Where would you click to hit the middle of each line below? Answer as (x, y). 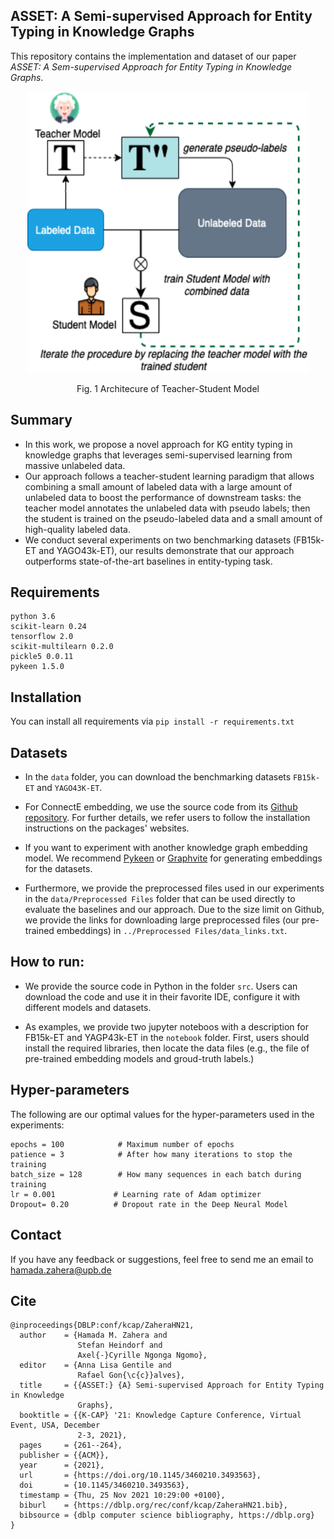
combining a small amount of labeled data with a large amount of (158, 486)
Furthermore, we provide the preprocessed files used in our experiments (174, 888)
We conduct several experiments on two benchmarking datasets (158, 540)
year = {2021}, (62, 1465)
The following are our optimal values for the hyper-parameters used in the (162, 1114)
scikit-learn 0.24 (48, 627)
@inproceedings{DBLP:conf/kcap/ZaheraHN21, (102, 1325)
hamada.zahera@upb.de (61, 1270)
